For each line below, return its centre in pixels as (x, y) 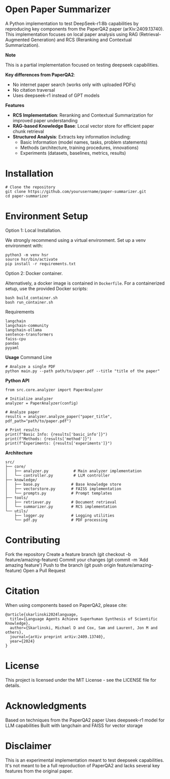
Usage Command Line (29, 357)
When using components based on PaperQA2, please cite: (66, 605)
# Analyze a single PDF (30, 367)
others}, (14, 632)
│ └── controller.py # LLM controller (58, 475)
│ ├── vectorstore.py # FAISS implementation (63, 489)
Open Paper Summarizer (58, 9)
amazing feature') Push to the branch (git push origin (61, 565)
